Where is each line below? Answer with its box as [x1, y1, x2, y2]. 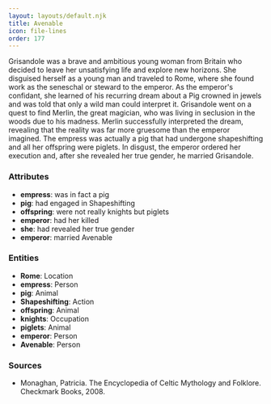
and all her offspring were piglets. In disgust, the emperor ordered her [8, 142, 241, 152]
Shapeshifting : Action [19, 297, 95, 306]
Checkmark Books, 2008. [19, 387, 105, 397]
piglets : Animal [19, 322, 71, 332]
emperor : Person [19, 330, 78, 340]
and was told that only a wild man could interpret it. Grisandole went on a [8, 99, 252, 109]
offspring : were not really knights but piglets [19, 207, 170, 217]
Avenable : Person [19, 339, 81, 349]
